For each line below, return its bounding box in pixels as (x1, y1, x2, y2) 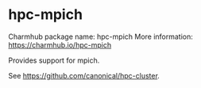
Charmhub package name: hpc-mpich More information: (8, 32, 193, 41)
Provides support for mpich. (8, 55, 100, 65)
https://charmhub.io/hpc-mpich (8, 40, 112, 49)
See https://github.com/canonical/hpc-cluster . (8, 71, 160, 80)
